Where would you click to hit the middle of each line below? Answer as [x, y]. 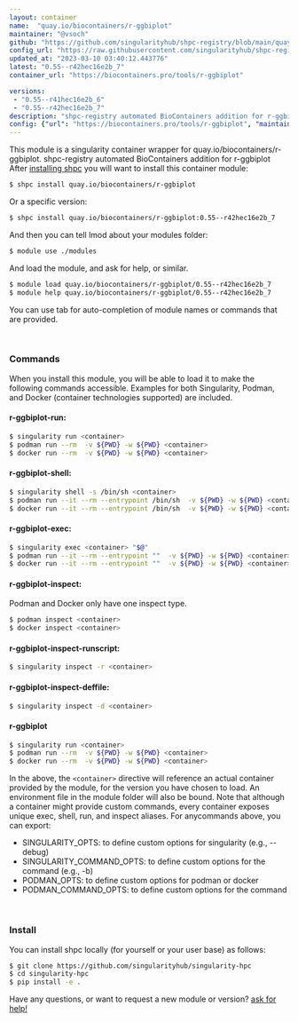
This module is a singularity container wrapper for [100, 150]
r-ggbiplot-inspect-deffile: [59, 687]
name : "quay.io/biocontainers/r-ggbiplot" [91, 26]
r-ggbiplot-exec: [40, 528]
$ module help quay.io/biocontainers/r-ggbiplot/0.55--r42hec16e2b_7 [141, 293]
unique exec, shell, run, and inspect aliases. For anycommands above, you [145, 816]
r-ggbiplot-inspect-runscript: [65, 648]
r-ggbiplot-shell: [40, 473]
